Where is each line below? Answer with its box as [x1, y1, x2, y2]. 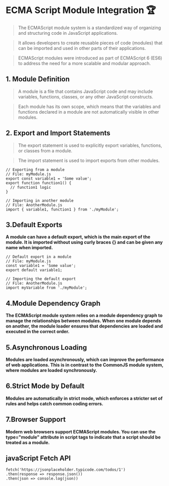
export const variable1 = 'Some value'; [6, 176, 92, 181]
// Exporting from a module [6, 167, 65, 172]
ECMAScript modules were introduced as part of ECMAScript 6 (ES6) [18, 55, 162, 61]
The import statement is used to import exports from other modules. [18, 157, 160, 164]
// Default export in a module [6, 254, 72, 259]
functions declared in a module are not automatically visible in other [18, 109, 159, 115]
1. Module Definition [6, 75, 70, 84]
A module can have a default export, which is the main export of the [6, 234, 151, 240]
